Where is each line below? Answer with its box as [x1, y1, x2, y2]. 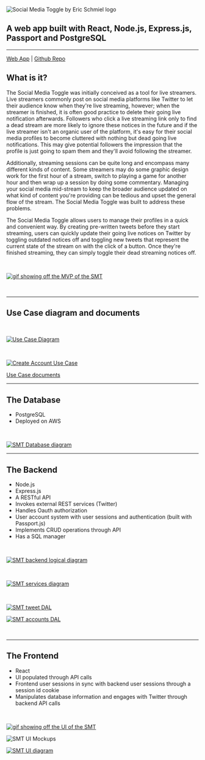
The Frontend [6, 651, 59, 661]
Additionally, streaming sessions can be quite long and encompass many [6, 159, 190, 166]
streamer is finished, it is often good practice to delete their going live [6, 108, 181, 115]
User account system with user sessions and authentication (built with [15, 513, 192, 521]
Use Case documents [6, 371, 61, 379]
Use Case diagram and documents [6, 308, 140, 318]
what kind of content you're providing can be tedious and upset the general [6, 191, 196, 199]
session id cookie [15, 686, 60, 693]
